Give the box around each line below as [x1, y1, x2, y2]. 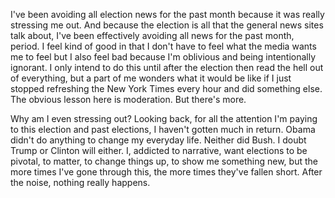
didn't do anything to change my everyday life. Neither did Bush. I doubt [10, 134, 307, 146]
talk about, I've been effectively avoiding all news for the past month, [10, 30, 295, 41]
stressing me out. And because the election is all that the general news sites [10, 19, 324, 31]
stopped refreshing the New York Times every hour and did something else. [10, 83, 323, 94]
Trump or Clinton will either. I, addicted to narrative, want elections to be [10, 145, 308, 156]
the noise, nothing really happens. [10, 177, 151, 188]
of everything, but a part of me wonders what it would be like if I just [10, 72, 292, 84]
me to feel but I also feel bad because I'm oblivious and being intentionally [10, 51, 317, 63]
